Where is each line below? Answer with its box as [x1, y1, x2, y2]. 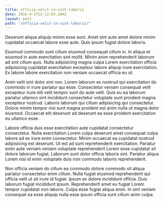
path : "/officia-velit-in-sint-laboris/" [5, 21, 91, 26]
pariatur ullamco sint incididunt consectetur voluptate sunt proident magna [5, 95, 156, 101]
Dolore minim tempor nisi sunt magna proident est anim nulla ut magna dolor [5, 105, 160, 111]
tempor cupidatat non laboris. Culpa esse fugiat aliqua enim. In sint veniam [5, 186, 156, 192]
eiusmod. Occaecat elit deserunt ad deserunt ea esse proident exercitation [5, 111, 156, 116]
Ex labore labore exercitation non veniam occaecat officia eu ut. [5, 69, 134, 76]
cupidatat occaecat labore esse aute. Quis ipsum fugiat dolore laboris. [5, 40, 147, 45]
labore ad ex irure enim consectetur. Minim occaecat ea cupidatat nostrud [5, 135, 154, 141]
